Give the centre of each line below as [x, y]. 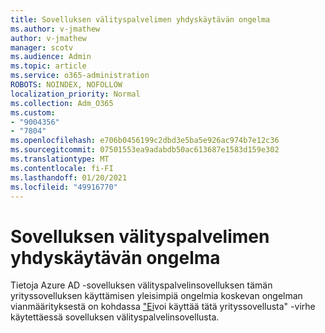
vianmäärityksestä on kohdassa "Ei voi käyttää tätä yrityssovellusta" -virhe [163, 307]
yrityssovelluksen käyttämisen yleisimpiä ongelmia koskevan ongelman [156, 296]
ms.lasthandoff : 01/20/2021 [69, 177]
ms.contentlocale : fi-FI [62, 168]
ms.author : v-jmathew [55, 29]
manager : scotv [42, 47]
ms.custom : [33, 112]
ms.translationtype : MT [60, 159]
